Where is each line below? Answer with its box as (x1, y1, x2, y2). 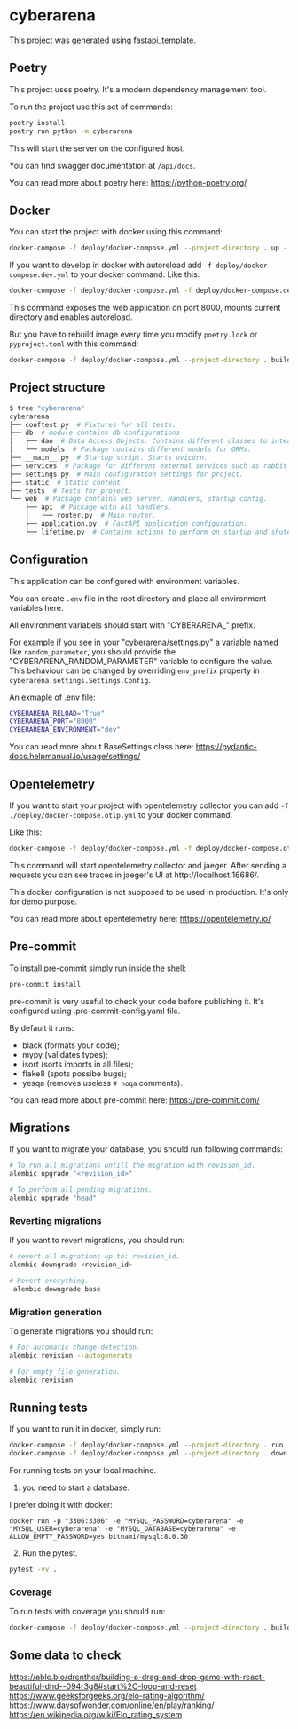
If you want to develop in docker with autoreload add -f (9, 259, 213, 271)
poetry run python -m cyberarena (9, 126, 133, 136)
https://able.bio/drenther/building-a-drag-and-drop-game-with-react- (9, 1671, 266, 1682)
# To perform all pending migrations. (9, 1186, 153, 1194)
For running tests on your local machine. (9, 1465, 157, 1476)
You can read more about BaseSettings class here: (9, 742, 194, 752)
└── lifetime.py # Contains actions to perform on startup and (25, 527, 268, 536)
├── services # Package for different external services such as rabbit (9, 461, 288, 471)
